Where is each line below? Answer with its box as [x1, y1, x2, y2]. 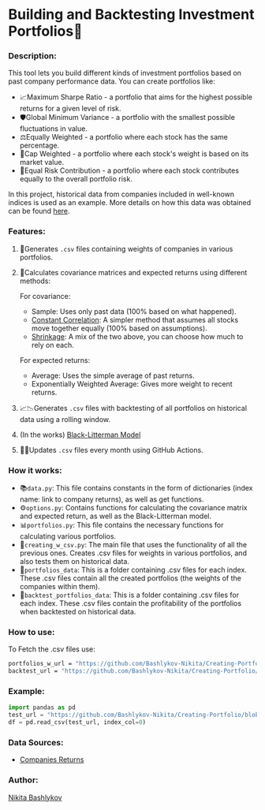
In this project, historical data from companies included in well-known [8, 189, 235, 199]
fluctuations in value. [19, 124, 88, 133]
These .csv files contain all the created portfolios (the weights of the [19, 573, 242, 583]
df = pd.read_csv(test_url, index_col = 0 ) [8, 719, 147, 726]
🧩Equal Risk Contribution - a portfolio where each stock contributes [19, 166, 239, 175]
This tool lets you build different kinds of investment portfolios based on [8, 69, 242, 78]
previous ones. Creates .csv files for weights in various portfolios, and [19, 548, 247, 558]
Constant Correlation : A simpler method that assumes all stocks [31, 315, 239, 324]
